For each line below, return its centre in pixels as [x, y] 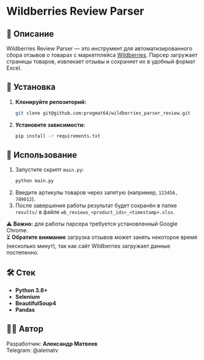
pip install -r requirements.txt [58, 136]
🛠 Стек [21, 272]
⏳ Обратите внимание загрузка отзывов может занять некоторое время [102, 237]
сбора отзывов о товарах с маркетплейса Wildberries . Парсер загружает [102, 55]
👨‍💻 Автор [25, 329]
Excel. [14, 68]
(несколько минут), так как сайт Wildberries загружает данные [89, 246]
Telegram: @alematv [32, 350]
